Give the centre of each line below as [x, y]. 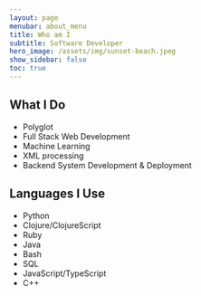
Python [36, 215]
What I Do [38, 105]
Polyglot [38, 127]
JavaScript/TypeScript [64, 273]
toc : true [28, 69]
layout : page [34, 18]
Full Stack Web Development [76, 136]
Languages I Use [57, 194]
